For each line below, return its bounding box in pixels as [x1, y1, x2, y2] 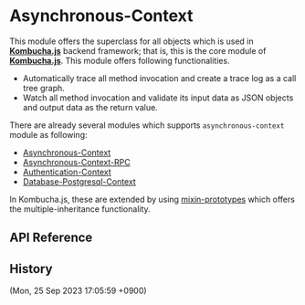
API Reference [9, 230, 93, 246]
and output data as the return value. [22, 101, 158, 112]
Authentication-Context [22, 166, 111, 177]
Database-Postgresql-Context [22, 175, 137, 187]
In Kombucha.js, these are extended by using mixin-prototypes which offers [9, 194, 295, 205]
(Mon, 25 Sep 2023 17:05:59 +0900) [9, 285, 148, 297]
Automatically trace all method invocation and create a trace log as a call [22, 72, 297, 83]
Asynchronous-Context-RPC [22, 156, 131, 167]
